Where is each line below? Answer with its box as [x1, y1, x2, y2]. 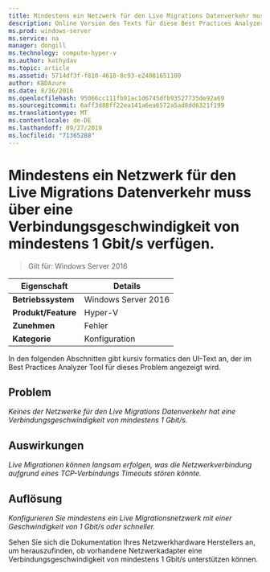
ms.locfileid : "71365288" [8, 131, 95, 139]
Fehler [84, 319, 108, 331]
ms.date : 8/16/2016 [8, 86, 74, 95]
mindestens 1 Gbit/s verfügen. [8, 234, 215, 253]
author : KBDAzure [8, 79, 67, 87]
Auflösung [8, 492, 63, 505]
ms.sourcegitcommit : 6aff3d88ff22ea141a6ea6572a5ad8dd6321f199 [8, 101, 225, 109]
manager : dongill [8, 42, 67, 50]
